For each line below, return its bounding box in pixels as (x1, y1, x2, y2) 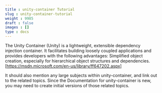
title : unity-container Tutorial (5, 7, 75, 12)
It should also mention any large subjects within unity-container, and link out (5, 73, 158, 78)
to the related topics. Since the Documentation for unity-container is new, (5, 78, 152, 83)
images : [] (5, 25, 29, 30)
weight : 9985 (5, 16, 34, 21)
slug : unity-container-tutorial (5, 12, 73, 16)
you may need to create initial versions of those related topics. (5, 83, 130, 88)
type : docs (5, 29, 29, 34)
